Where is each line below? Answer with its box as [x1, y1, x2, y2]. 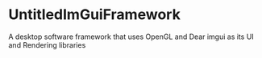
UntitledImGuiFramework [8, 6, 181, 24]
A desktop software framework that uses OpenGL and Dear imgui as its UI [8, 32, 254, 41]
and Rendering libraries [8, 40, 86, 49]
